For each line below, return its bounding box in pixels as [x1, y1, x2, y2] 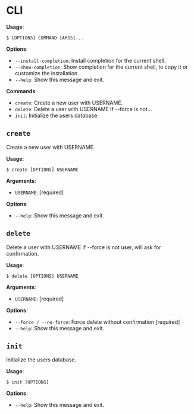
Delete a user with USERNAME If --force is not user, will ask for [6, 243, 161, 251]
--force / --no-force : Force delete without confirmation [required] [14, 318, 180, 326]
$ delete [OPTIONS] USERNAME [6, 273, 79, 279]
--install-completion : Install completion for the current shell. [14, 57, 166, 64]
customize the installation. [14, 69, 79, 76]
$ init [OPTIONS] [6, 379, 49, 385]
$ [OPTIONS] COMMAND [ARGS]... [6, 35, 84, 41]
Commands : [6, 87, 37, 94]
